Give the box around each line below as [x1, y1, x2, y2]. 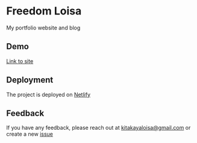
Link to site [6, 57, 34, 64]
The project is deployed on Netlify [6, 91, 91, 98]
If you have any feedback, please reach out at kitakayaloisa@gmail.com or [6, 124, 191, 132]
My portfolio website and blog [6, 24, 81, 31]
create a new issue [6, 130, 53, 138]
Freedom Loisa [6, 4, 82, 18]
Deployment [6, 75, 54, 85]
